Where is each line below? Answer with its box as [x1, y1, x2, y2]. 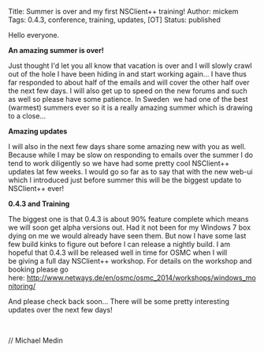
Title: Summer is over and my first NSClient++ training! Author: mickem [8, 7, 239, 16]
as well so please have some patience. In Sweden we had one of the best [8, 95, 248, 103]
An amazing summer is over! [8, 46, 104, 54]
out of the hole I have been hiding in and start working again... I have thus [8, 69, 247, 78]
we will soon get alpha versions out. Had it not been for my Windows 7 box [8, 223, 251, 232]
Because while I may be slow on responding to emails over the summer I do [8, 150, 254, 159]
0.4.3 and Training [8, 199, 70, 208]
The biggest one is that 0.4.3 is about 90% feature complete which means [8, 215, 249, 223]
